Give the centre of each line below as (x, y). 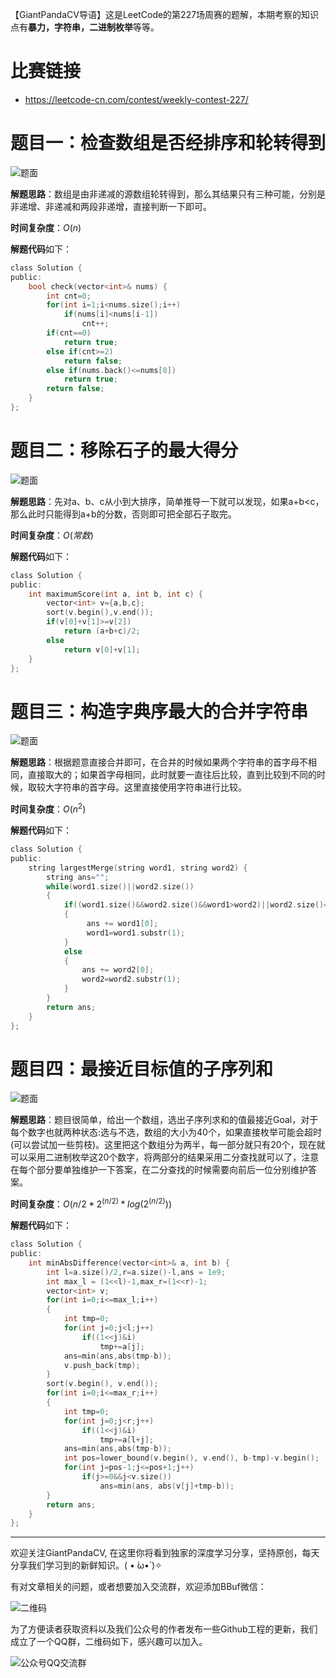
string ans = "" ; (78, 877)
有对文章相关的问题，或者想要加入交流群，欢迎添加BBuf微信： (138, 1587)
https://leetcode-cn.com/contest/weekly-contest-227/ (136, 99)
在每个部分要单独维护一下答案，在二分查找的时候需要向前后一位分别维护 (159, 1170)
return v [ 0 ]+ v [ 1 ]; (102, 649)
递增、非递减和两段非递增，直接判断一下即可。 (115, 206)
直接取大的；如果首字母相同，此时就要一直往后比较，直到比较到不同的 (172, 775)
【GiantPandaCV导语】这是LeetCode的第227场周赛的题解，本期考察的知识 (165, 14)
